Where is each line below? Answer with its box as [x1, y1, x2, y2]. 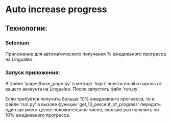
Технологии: [5, 24, 47, 33]
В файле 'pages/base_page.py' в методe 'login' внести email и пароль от [5, 81, 162, 87]
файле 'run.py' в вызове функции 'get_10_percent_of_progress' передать [5, 101, 161, 108]
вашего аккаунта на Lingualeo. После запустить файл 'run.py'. [5, 86, 140, 92]
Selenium [5, 39, 30, 46]
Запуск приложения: [5, 69, 60, 76]
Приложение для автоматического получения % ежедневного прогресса [5, 51, 166, 57]
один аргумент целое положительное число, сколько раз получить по [5, 107, 159, 113]
